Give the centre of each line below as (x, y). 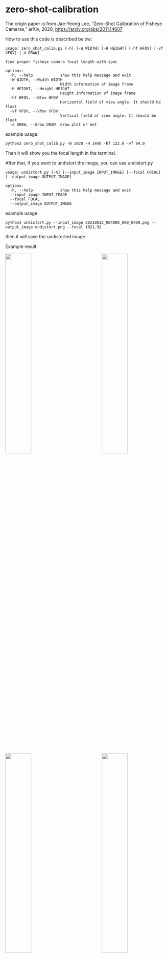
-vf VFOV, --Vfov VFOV (34, 111)
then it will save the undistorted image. (46, 236)
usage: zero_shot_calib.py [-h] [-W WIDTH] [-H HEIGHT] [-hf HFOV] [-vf (84, 48)
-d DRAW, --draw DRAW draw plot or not (53, 124)
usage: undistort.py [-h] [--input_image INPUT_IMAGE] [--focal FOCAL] (83, 172)
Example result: (22, 246)
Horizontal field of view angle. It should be (110, 102)
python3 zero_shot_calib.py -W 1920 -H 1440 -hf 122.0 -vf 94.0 (75, 143)
